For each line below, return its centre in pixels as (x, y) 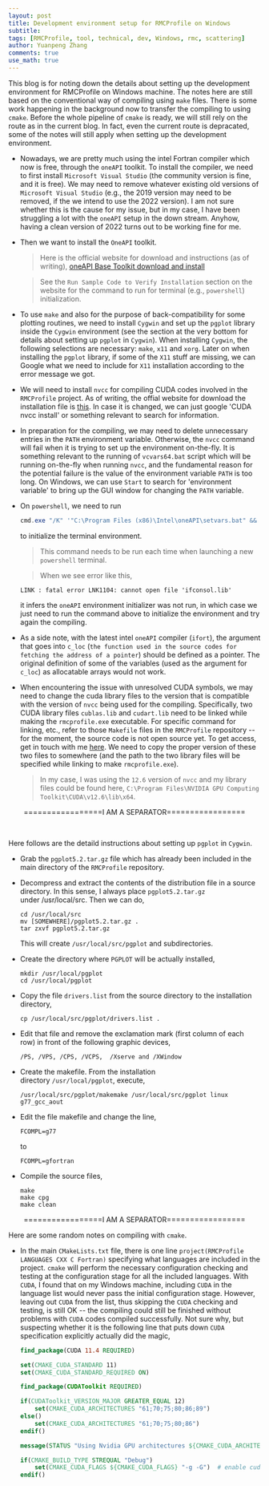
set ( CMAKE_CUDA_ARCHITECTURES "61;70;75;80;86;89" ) (122, 1409)
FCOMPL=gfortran (47, 1161)
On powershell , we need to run (70, 505)
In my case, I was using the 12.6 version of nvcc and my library (143, 779)
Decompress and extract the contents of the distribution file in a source (138, 882)
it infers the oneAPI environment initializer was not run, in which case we (139, 605)
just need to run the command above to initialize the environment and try (140, 613)
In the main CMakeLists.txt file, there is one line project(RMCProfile (132, 1250)
